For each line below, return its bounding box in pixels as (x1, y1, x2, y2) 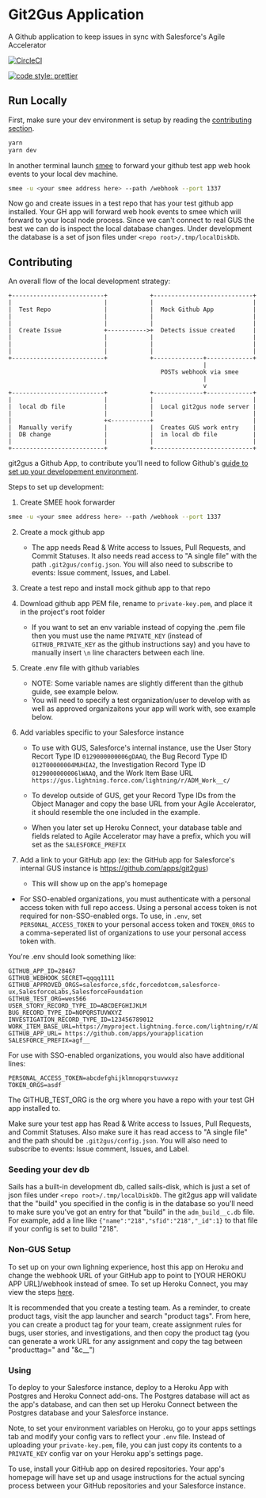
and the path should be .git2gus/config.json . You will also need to (8, 1136, 228, 1146)
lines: (8, 1059, 26, 1069)
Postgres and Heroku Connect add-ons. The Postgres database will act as (8, 1391, 250, 1400)
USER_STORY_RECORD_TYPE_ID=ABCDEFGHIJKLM (8, 1002, 147, 1010)
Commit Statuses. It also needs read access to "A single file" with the (31, 551, 257, 561)
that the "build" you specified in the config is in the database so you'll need (8, 1199, 254, 1208)
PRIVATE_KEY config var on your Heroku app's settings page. (8, 1448, 203, 1458)
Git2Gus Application (8, 6, 145, 24)
